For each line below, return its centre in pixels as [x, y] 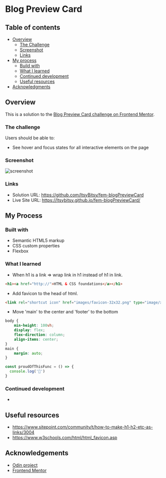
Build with [30, 66]
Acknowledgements [37, 453]
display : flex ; [30, 330]
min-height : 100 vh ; [34, 326]
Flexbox [20, 251]
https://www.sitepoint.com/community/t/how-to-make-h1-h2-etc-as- [83, 427]
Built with [17, 230]
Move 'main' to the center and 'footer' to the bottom [65, 312]
